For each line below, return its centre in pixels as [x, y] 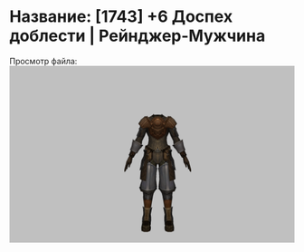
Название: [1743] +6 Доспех [121, 17]
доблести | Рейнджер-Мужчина [138, 36]
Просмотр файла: [43, 61]
